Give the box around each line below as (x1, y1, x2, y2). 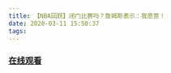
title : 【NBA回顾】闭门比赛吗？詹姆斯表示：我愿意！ (8, 11, 166, 20)
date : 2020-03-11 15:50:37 (8, 19, 100, 28)
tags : (8, 27, 27, 35)
